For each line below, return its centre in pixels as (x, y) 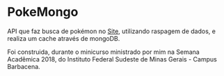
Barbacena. (24, 66)
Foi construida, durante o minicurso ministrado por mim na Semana (103, 52)
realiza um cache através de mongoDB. (64, 38)
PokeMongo (43, 12)
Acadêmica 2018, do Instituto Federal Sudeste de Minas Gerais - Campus (112, 59)
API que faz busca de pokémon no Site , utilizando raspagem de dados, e (111, 31)
